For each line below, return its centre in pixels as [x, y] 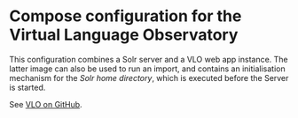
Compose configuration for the [125, 16]
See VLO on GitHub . [46, 104]
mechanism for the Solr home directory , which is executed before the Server [149, 77]
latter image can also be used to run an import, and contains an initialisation [147, 69]
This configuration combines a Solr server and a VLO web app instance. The [149, 59]
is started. [27, 87]
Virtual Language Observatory [124, 35]
